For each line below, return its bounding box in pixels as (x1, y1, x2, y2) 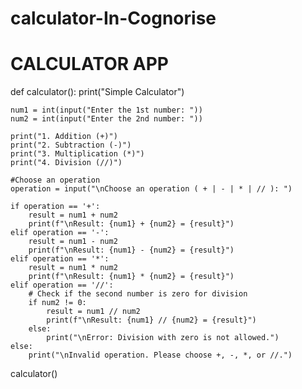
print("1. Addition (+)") (10, 132, 118, 142)
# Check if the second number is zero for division (28, 289, 248, 299)
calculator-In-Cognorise (10, 7, 217, 30)
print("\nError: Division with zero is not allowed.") (46, 333, 280, 343)
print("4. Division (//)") (10, 158, 123, 168)
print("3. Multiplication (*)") (10, 149, 145, 159)
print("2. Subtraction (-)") (10, 140, 132, 151)
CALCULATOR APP (10, 53, 169, 76)
